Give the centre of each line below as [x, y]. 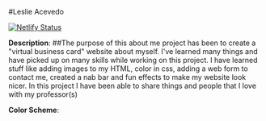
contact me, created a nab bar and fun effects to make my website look [127, 77]
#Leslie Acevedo [36, 12]
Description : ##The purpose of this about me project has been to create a [132, 43]
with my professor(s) [43, 94]
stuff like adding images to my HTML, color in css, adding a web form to [128, 69]
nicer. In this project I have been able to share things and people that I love [133, 86]
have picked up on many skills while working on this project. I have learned [133, 60]
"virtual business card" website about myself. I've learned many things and [133, 51]
